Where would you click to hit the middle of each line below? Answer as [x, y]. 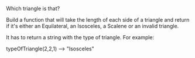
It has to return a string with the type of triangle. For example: [80, 37]
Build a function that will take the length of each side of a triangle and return [98, 20]
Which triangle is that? [33, 8]
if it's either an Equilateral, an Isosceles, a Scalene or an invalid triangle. [93, 26]
